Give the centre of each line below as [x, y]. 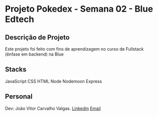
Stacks [16, 69]
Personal [19, 97]
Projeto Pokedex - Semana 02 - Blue [79, 9]
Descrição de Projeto [37, 37]
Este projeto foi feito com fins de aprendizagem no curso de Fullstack [74, 49]
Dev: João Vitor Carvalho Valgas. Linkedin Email [53, 108]
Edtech [20, 19]
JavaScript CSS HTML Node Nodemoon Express [54, 81]
